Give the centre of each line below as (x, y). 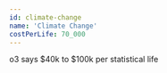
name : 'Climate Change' (54, 26)
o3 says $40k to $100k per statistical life (84, 60)
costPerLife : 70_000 (48, 34)
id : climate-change (46, 17)
